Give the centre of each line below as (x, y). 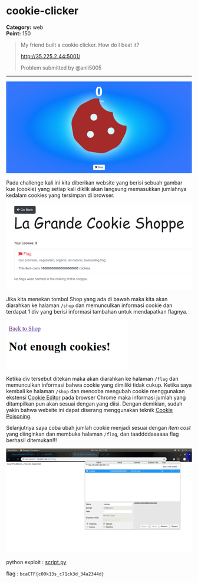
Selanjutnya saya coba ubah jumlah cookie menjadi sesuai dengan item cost (98, 427)
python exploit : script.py (36, 562)
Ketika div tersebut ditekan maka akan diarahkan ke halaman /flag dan (92, 378)
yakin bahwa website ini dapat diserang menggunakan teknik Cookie (90, 410)
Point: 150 (19, 33)
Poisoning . (19, 416)
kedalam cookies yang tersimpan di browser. (60, 195)
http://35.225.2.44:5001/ (50, 56)
